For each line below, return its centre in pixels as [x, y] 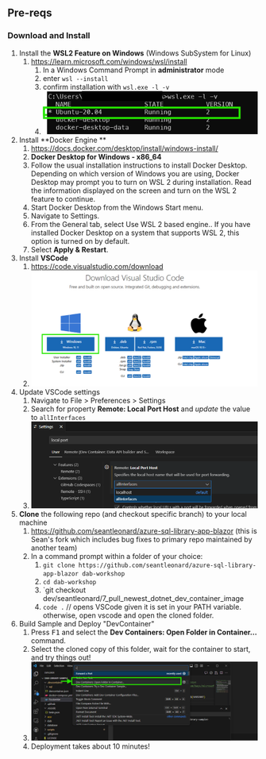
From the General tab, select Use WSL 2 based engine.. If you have [141, 224]
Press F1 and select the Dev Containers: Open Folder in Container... [144, 632]
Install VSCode [44, 258]
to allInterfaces [58, 417]
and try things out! [61, 657]
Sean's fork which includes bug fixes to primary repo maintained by [141, 539]
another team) [54, 548]
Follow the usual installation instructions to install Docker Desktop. [139, 165]
